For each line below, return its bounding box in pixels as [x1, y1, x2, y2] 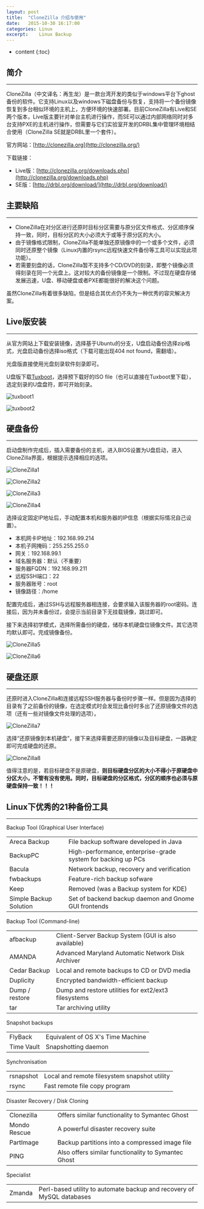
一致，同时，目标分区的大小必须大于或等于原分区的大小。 [20, 231, 165, 238]
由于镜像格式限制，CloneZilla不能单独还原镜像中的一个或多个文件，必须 [15, 238, 195, 246]
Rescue [9, 1128, 31, 1137]
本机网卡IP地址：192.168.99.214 [15, 535, 95, 542]
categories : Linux [6, 26, 53, 32]
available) [56, 939, 84, 947]
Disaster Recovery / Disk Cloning [6, 1097, 89, 1105]
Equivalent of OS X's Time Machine [45, 1033, 147, 1041]
